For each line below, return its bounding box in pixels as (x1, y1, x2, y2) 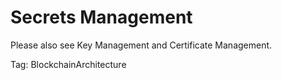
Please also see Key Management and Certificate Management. (10, 39, 273, 51)
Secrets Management (10, 6, 193, 29)
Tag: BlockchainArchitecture (10, 58, 127, 70)
